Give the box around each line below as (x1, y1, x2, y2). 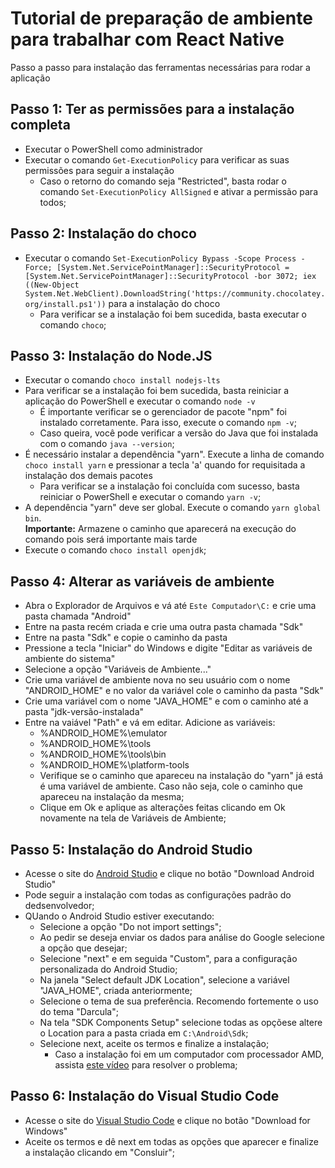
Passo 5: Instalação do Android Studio (10, 841, 253, 858)
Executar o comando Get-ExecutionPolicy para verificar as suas (24, 153, 290, 166)
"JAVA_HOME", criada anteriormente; (39, 985, 193, 996)
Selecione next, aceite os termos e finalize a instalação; (39, 1038, 270, 1049)
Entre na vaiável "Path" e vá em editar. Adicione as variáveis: (24, 717, 276, 729)
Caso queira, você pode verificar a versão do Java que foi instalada (39, 427, 319, 439)
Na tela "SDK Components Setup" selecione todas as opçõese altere (39, 1017, 323, 1028)
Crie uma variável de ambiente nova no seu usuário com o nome (24, 674, 291, 686)
